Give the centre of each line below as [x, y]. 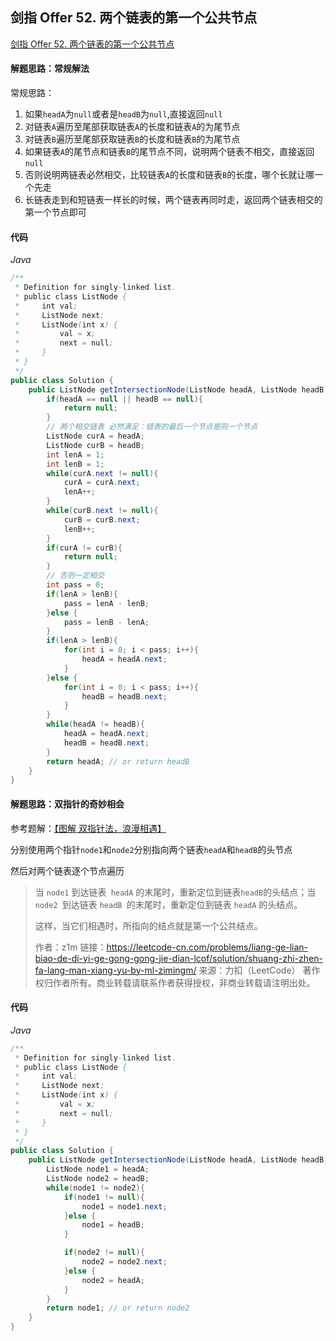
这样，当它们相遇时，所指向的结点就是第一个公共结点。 [148, 925]
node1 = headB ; [113, 1225]
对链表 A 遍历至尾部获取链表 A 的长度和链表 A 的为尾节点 [132, 127]
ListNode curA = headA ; [95, 436]
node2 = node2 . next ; [124, 1262]
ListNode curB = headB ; [95, 445]
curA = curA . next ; [102, 483]
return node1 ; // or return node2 [118, 1308]
